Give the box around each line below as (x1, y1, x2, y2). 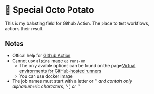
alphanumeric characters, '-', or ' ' (12, 83, 80, 89)
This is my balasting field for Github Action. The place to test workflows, (5, 20, 150, 26)
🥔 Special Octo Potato (5, 4, 94, 16)
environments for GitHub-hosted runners (19, 68, 101, 74)
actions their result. (5, 25, 44, 31)
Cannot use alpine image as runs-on (12, 58, 86, 63)
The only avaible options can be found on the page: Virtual (19, 63, 136, 68)
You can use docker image (19, 73, 73, 79)
